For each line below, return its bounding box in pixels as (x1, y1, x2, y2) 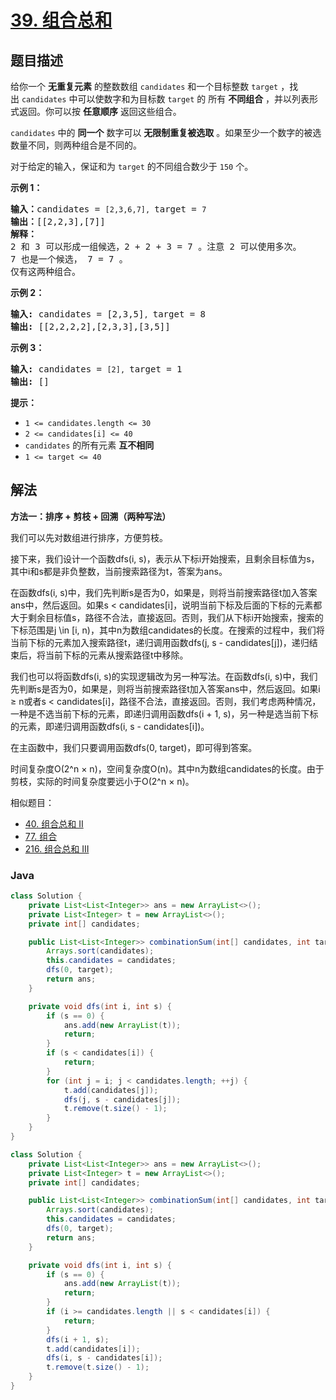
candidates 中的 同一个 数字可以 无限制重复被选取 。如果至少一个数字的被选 (10, 127, 322, 138)
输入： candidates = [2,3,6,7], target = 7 (10, 204, 207, 215)
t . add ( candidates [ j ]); (63, 1085, 159, 1095)
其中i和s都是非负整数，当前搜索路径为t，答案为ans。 (10, 565, 228, 577)
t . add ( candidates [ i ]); (46, 1344, 141, 1354)
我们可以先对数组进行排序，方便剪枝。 (10, 531, 168, 543)
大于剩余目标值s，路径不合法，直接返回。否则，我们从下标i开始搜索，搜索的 (10, 611, 324, 623)
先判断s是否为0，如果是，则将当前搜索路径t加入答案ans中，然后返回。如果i (10, 682, 321, 695)
